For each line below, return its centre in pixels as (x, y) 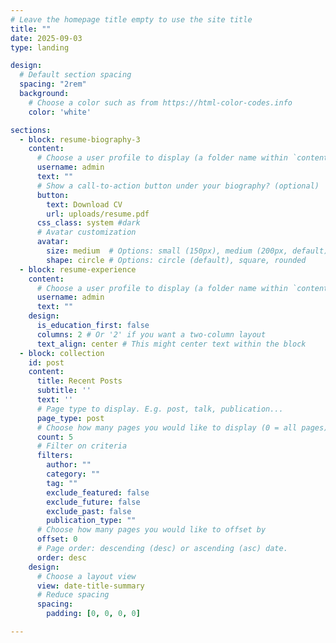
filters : (55, 456)
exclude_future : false (93, 502)
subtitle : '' (64, 391)
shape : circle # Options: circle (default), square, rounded (176, 260)
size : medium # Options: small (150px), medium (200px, (167, 251)
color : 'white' (60, 112)
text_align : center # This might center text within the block (171, 344)
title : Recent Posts (79, 381)
